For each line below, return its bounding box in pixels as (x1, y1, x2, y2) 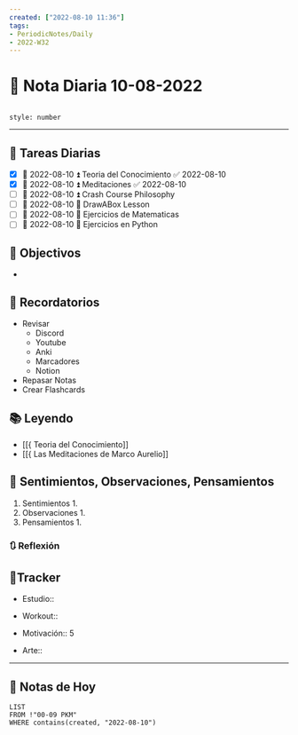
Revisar (21, 319, 51, 328)
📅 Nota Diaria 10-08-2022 (9, 76, 203, 96)
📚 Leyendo (9, 411, 74, 426)
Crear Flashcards (21, 384, 86, 395)
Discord (35, 328, 65, 338)
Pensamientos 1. (21, 517, 82, 527)
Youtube (35, 337, 67, 347)
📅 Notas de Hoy (9, 679, 96, 694)
